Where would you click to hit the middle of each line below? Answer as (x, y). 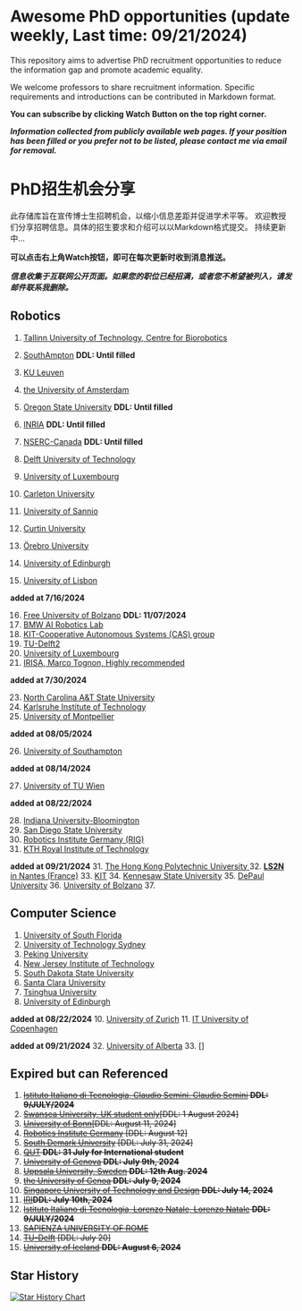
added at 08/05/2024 (51, 733)
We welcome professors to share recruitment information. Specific (133, 87)
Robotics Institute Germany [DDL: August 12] (105, 1133)
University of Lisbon (60, 580)
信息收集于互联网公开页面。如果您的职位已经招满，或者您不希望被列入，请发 (151, 276)
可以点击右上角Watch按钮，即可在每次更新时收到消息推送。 (120, 257)
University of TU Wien (64, 786)
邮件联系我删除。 (42, 287)
